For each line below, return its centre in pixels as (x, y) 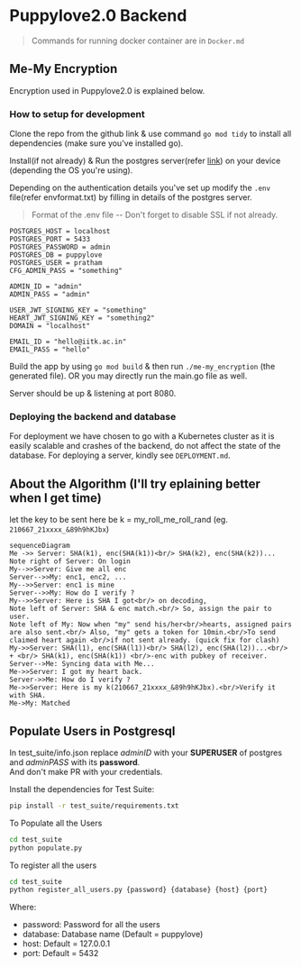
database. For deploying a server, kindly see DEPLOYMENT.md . (120, 455)
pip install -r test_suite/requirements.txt (94, 806)
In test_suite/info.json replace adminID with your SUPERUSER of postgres (146, 753)
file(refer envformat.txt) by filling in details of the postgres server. (131, 197)
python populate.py (46, 848)
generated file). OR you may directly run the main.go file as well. (128, 376)
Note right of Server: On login (70, 561)
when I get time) (55, 498)
